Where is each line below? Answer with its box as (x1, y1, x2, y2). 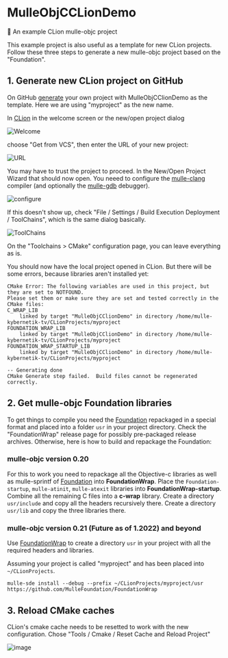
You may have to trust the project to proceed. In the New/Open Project (7, 166, 206, 175)
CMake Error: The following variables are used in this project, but (7, 283, 210, 290)
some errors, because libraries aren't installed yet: (7, 269, 149, 278)
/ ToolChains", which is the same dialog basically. (7, 215, 147, 223)
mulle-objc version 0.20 (7, 454, 89, 464)
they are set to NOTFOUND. (7, 289, 84, 296)
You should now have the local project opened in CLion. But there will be (7, 262, 212, 270)
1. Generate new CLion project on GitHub (7, 75, 183, 87)
